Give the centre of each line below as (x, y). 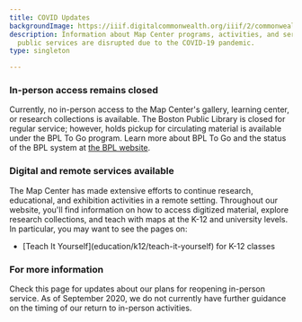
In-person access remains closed (84, 91)
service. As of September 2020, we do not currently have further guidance (148, 299)
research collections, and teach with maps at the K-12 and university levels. (149, 219)
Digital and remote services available (92, 171)
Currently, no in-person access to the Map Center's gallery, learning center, (150, 109)
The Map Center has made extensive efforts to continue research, (131, 190)
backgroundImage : (42, 26)
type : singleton (40, 51)
